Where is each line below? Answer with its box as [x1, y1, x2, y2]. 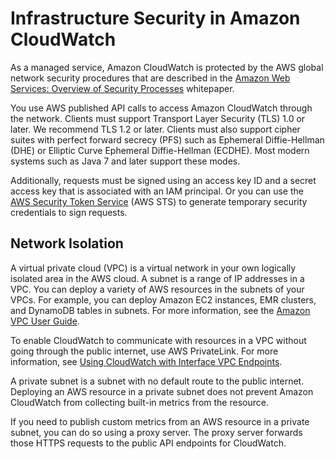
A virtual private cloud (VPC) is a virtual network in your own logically [10, 262, 297, 274]
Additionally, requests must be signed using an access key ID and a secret [10, 174, 317, 186]
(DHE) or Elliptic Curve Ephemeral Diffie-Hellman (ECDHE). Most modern [10, 144, 310, 156]
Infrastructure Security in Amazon [10, 7, 301, 30]
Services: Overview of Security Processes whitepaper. [10, 82, 235, 94]
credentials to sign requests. [10, 206, 128, 218]
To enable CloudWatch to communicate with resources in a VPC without [10, 334, 307, 346]
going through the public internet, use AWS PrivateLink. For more [10, 345, 279, 357]
